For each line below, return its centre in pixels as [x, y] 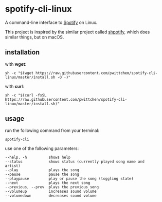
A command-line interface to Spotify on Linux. [51, 22]
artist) [13, 166]
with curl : [15, 86]
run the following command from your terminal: [52, 130]
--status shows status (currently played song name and [75, 162]
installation [22, 52]
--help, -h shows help [38, 157]
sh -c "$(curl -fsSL [26, 95]
